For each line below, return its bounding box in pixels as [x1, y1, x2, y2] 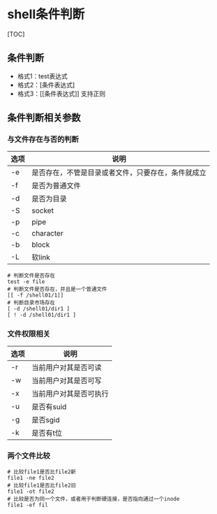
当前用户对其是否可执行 [31, 389, 110, 399]
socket [31, 206, 54, 215]
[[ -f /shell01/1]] [7, 292, 64, 299]
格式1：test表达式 [17, 71, 68, 80]
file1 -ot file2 [7, 488, 54, 495]
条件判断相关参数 [7, 112, 81, 124]
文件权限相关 [7, 329, 51, 339]
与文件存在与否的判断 [7, 134, 79, 144]
